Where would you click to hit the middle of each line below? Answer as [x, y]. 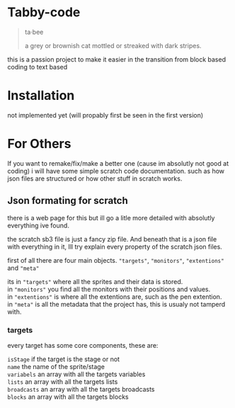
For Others [39, 144]
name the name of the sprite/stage [56, 366]
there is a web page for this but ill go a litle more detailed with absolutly [111, 217]
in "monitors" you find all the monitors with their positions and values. [109, 289]
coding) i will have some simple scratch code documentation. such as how [116, 171]
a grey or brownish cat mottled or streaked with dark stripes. [113, 45]
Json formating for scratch [68, 201]
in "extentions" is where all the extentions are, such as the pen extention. [115, 296]
